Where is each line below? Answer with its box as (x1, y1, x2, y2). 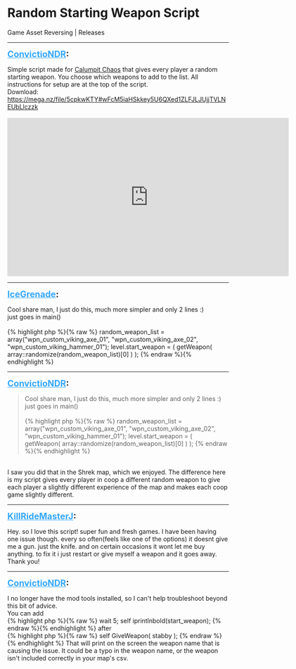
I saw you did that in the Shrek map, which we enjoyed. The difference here (7, 468, 226, 476)
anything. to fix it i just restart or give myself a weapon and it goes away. (7, 549, 217, 558)
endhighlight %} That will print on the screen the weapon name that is (17, 639, 220, 647)
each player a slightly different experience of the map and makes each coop (7, 483, 229, 491)
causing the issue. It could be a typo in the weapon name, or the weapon (7, 646, 219, 655)
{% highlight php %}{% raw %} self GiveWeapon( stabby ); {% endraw (7, 631, 212, 639)
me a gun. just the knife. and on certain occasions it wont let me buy (7, 542, 205, 550)
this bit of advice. (7, 601, 58, 610)
